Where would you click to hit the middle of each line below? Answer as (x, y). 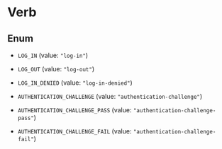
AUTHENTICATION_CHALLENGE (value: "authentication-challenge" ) (110, 96)
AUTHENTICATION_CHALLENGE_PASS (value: (74, 110)
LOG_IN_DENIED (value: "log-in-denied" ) (75, 83)
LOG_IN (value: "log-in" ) (53, 55)
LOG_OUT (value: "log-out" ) (56, 69)
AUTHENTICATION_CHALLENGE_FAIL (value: (74, 131)
